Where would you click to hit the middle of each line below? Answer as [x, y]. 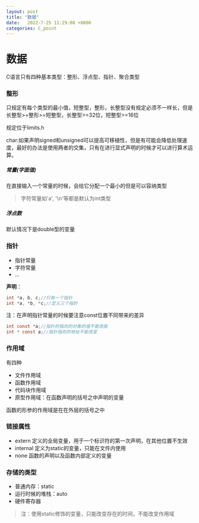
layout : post [22, 12]
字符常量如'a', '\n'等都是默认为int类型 [66, 199]
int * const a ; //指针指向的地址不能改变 [52, 332]
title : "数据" [23, 17]
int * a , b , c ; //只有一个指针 [39, 298]
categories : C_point [32, 28]
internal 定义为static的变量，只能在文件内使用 [70, 448]
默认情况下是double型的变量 [41, 229]
